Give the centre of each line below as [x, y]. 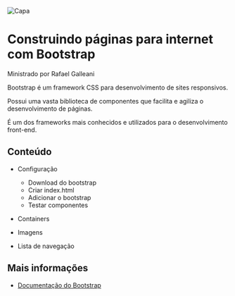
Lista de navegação [46, 246]
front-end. [22, 130]
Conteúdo [30, 152]
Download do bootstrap [62, 183]
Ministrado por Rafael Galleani [51, 73]
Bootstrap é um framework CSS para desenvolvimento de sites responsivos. [118, 87]
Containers [33, 218]
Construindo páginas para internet [110, 39]
